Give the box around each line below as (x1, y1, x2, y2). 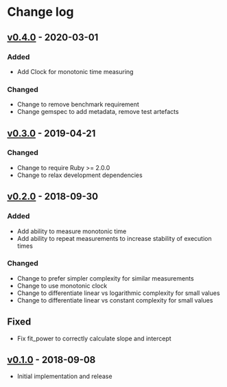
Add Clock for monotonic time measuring (16, 67, 134, 75)
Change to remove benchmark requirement (16, 100, 139, 108)
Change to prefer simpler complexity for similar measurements (16, 274, 194, 282)
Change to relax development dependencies (16, 171, 143, 179)
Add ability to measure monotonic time (16, 227, 127, 235)
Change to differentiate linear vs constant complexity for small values (16, 296, 213, 304)
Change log (7, 4, 74, 20)
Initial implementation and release (16, 372, 112, 381)
